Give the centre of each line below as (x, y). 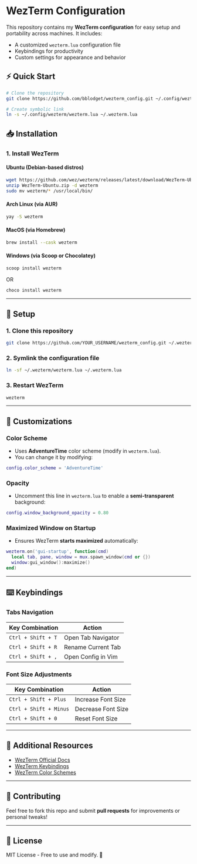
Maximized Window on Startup (51, 528)
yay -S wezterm (25, 217)
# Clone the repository (35, 93)
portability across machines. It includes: (54, 33)
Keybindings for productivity (49, 51)
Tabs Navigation (30, 612)
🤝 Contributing (33, 797)
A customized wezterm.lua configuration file (68, 45)
